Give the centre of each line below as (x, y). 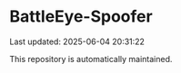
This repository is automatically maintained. (91, 59)
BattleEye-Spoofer (81, 17)
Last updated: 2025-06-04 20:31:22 (77, 41)
